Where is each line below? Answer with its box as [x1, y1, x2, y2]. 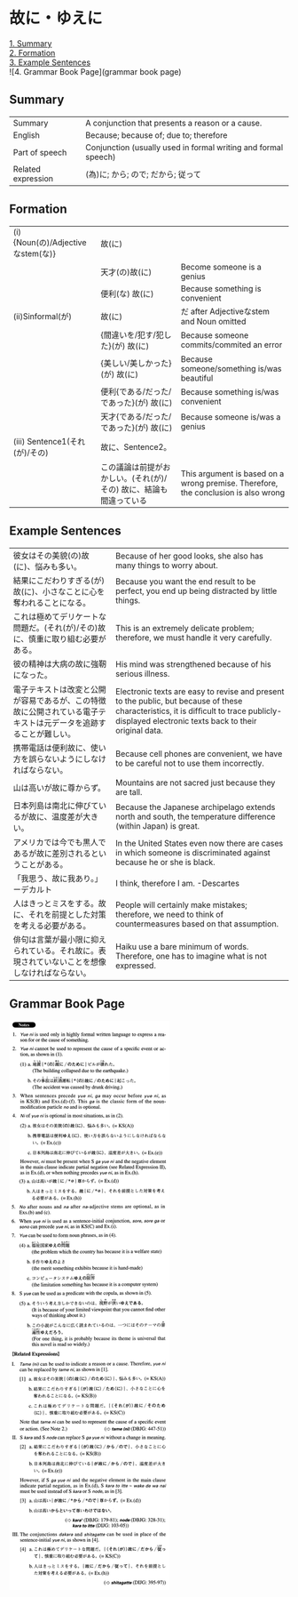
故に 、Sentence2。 [100, 442, 171, 453]
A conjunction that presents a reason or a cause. [85, 117, 263, 128]
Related [12, 164, 42, 174]
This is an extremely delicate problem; [114, 623, 255, 634]
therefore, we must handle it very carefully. [114, 632, 272, 643]
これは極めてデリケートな [12, 611, 106, 622]
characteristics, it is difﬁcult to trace [114, 706, 247, 717]
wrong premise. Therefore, [180, 477, 278, 489]
